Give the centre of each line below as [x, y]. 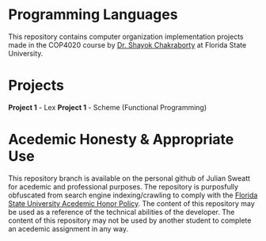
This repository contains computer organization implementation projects [126, 36]
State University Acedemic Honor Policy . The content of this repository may [131, 203]
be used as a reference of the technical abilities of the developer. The [122, 212]
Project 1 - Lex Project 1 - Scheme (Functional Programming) [108, 107]
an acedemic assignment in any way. [68, 228]
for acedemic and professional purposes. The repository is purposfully [123, 186]
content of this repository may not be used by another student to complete [130, 220]
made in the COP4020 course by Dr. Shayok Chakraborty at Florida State [127, 44]
